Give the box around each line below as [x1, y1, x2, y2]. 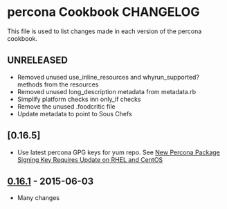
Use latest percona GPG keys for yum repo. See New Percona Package [17, 148, 220, 156]
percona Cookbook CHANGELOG [7, 4, 200, 20]
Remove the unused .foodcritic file [17, 102, 116, 111]
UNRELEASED [7, 55, 68, 66]
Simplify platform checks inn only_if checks [17, 95, 141, 103]
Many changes [17, 194, 60, 202]
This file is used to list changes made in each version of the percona [7, 27, 202, 35]
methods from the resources [17, 80, 99, 89]
